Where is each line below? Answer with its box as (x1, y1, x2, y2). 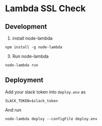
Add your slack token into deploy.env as (5, 89, 86, 95)
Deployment (5, 76, 44, 84)
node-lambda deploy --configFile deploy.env (5, 116, 98, 121)
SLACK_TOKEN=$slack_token (5, 98, 58, 103)
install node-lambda (12, 35, 53, 41)
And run (5, 107, 22, 113)
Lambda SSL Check (5, 3, 86, 14)
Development (5, 22, 48, 31)
